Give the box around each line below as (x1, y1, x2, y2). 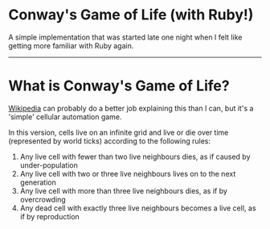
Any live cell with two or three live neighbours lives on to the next (19, 169, 236, 178)
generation (19, 177, 56, 187)
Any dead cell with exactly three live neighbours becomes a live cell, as (19, 203, 256, 213)
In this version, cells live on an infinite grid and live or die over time (8, 127, 229, 137)
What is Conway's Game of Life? (8, 77, 231, 95)
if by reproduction (19, 211, 80, 221)
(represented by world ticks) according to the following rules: (8, 135, 211, 146)
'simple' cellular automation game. (8, 111, 122, 122)
